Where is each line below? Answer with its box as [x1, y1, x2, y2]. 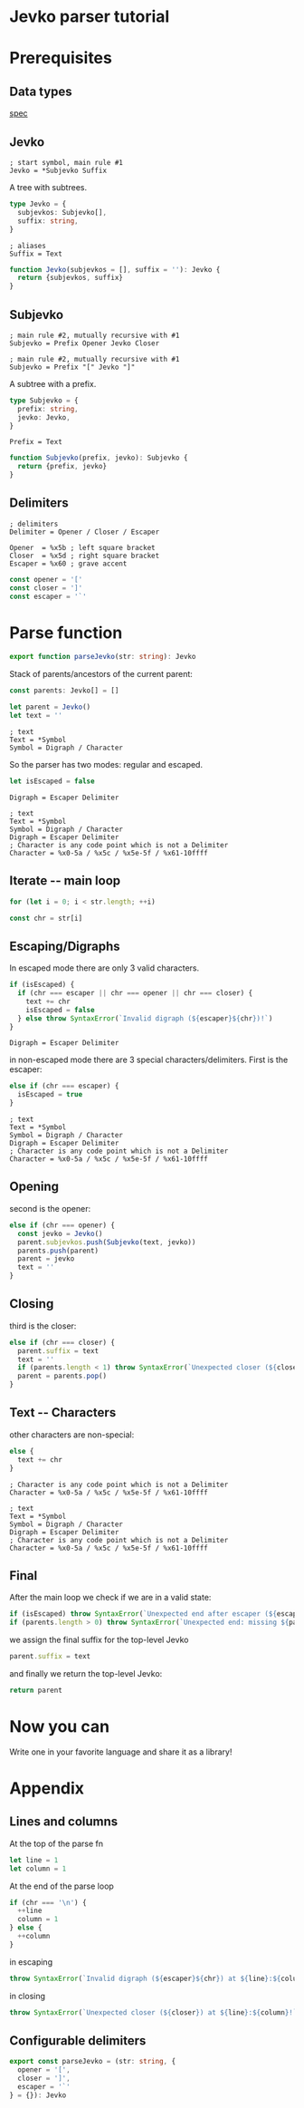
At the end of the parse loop [9, 1881, 115, 1891]
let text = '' [9, 711, 63, 720]
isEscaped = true [17, 1090, 83, 1099]
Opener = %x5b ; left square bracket [9, 543, 156, 552]
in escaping [9, 1956, 52, 1968]
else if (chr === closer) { [9, 1338, 116, 1347]
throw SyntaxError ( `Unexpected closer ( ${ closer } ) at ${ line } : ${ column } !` [9, 2007, 298, 2017]
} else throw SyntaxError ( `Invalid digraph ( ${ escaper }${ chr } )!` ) [17, 1013, 273, 1023]
